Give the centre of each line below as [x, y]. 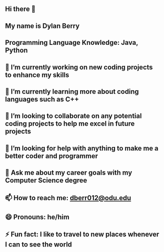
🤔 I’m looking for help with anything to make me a [82, 148]
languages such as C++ [42, 99]
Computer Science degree [46, 180]
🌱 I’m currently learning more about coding [72, 91]
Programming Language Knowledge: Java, [72, 43]
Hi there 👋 [20, 9]
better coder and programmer [52, 156]
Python [16, 51]
